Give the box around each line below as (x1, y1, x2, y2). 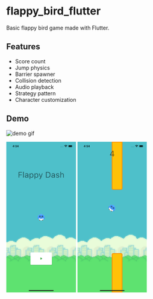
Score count (14, 57, 46, 65)
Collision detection (14, 77, 61, 84)
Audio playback (14, 83, 54, 90)
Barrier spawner (14, 71, 55, 78)
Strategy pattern (14, 89, 56, 97)
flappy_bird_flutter (6, 4, 101, 18)
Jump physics (14, 64, 50, 71)
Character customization (14, 96, 76, 103)
